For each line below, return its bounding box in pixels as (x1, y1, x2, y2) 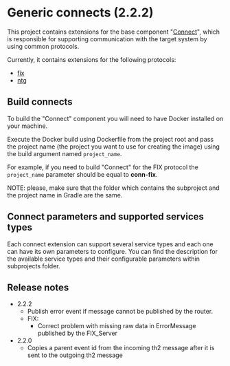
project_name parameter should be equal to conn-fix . (7, 170, 158, 178)
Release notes (7, 281, 69, 293)
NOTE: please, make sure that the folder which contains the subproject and (7, 184, 220, 192)
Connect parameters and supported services (7, 211, 205, 223)
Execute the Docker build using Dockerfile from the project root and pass (7, 135, 214, 143)
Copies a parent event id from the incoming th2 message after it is (27, 344, 215, 352)
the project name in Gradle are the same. (7, 191, 123, 199)
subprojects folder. (7, 261, 60, 270)
